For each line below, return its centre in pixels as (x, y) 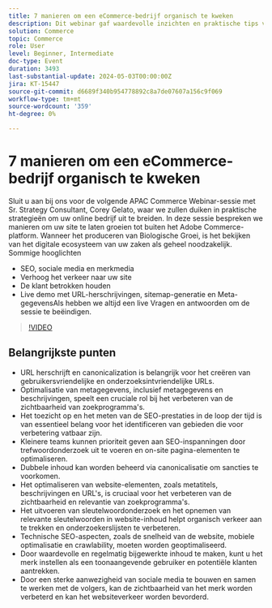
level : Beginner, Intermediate (61, 54)
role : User (27, 46)
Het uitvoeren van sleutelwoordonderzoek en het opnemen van (125, 510)
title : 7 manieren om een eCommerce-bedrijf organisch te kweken (121, 16)
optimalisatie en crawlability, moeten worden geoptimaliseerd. (123, 545)
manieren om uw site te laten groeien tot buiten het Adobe (105, 226)
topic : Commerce (36, 39)
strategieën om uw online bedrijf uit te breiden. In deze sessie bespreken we (136, 218)
